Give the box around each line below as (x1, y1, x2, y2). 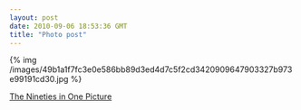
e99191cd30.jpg (9, 74, 69, 85)
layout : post (9, 13, 59, 23)
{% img (9, 55, 37, 66)
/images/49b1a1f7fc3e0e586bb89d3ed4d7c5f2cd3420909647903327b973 (9, 64, 293, 75)
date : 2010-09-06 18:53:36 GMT (9, 22, 128, 31)
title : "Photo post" (9, 30, 88, 39)
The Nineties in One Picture (9, 91, 112, 102)
